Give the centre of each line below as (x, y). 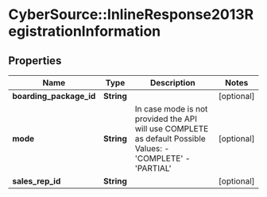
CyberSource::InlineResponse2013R (131, 15)
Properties (35, 61)
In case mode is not (171, 109)
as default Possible (170, 138)
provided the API (166, 119)
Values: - (152, 148)
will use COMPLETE (172, 129)
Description (173, 83)
